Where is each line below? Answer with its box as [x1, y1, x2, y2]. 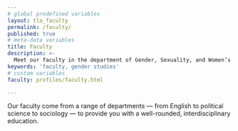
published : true [7, 30, 56, 38]
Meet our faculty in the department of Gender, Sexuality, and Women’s [14, 57, 232, 64]
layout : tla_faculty [7, 17, 69, 24]
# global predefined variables [7, 10, 100, 18]
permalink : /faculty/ [7, 23, 72, 30]
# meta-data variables [7, 37, 75, 44]
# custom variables [7, 69, 66, 76]
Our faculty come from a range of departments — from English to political [7, 102, 224, 110]
